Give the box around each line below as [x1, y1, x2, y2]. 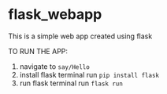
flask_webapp [8, 5, 102, 23]
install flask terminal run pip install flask [19, 70, 160, 79]
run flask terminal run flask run [19, 78, 124, 88]
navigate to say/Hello [19, 61, 91, 71]
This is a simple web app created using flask [8, 31, 153, 41]
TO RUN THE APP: [8, 46, 69, 56]
